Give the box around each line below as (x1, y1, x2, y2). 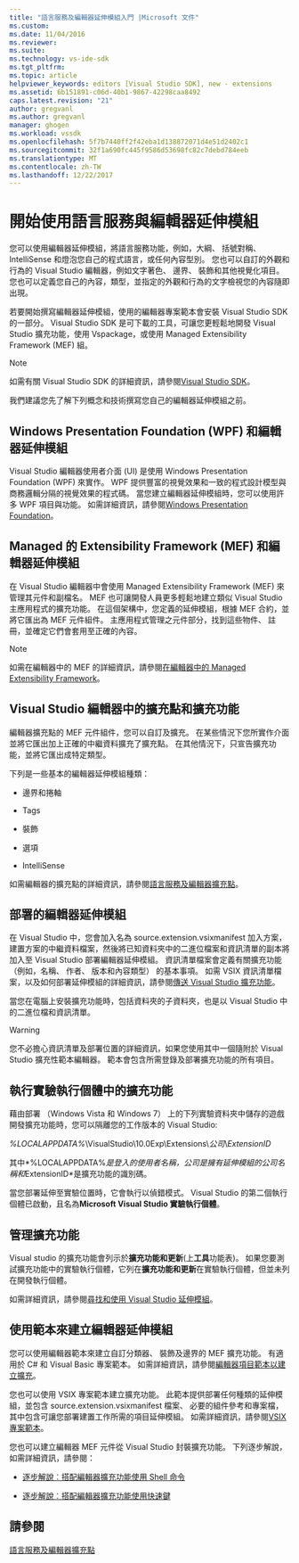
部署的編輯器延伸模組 (9, 907, 126, 923)
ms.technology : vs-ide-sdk (9, 54, 109, 63)
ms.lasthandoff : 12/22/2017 (9, 170, 114, 179)
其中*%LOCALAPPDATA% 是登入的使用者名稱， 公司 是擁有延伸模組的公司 (9, 1157, 278, 1168)
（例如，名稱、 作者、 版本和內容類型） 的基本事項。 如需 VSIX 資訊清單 (9, 966, 274, 976)
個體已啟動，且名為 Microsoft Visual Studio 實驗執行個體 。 (9, 1198, 225, 1209)
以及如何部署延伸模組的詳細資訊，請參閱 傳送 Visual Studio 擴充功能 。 (24, 977, 280, 988)
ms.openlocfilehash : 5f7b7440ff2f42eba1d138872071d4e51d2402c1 (9, 137, 249, 146)
